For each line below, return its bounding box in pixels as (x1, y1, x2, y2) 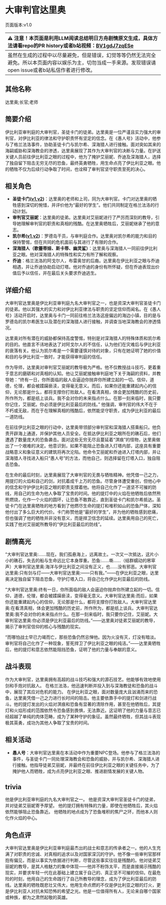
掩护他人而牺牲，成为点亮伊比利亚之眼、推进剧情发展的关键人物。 (12, 768, 147, 774)
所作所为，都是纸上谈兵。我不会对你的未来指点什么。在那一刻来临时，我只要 (5, 395, 161, 401)
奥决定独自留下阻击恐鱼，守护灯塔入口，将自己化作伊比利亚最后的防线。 (5, 576, 152, 582)
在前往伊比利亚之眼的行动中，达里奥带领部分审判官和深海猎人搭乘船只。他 (5, 424, 157, 430)
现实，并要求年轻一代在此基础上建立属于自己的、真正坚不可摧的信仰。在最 (5, 870, 157, 876)
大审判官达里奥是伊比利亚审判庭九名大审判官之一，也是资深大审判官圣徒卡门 (5, 300, 161, 306)
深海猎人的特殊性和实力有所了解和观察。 (38, 252, 121, 258)
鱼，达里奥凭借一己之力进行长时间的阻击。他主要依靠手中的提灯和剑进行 (5, 695, 152, 701)
